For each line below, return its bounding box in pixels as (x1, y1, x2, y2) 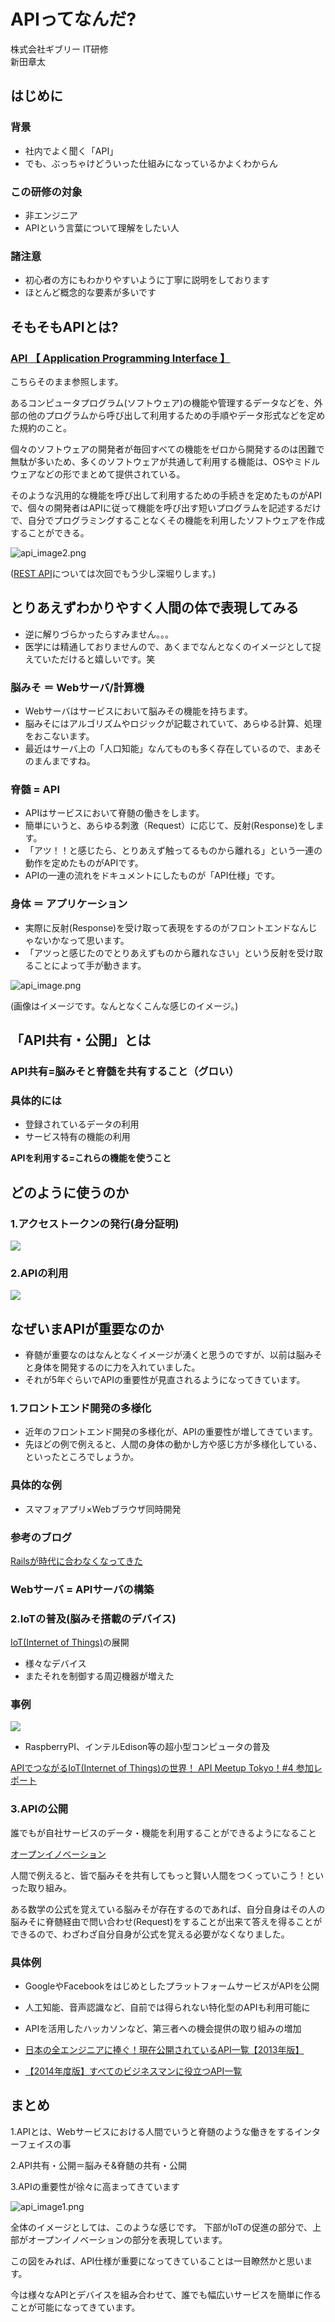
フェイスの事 (18, 2138, 72, 2150)
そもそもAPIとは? (10, 318, 119, 335)
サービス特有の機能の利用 (24, 1131, 131, 1143)
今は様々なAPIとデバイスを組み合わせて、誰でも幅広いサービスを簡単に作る (10, 2288, 322, 2300)
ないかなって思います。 (33, 934, 130, 946)
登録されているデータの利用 (24, 1118, 140, 1130)
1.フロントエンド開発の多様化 (10, 1401, 152, 1415)
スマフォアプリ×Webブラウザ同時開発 (24, 1503, 182, 1515)
